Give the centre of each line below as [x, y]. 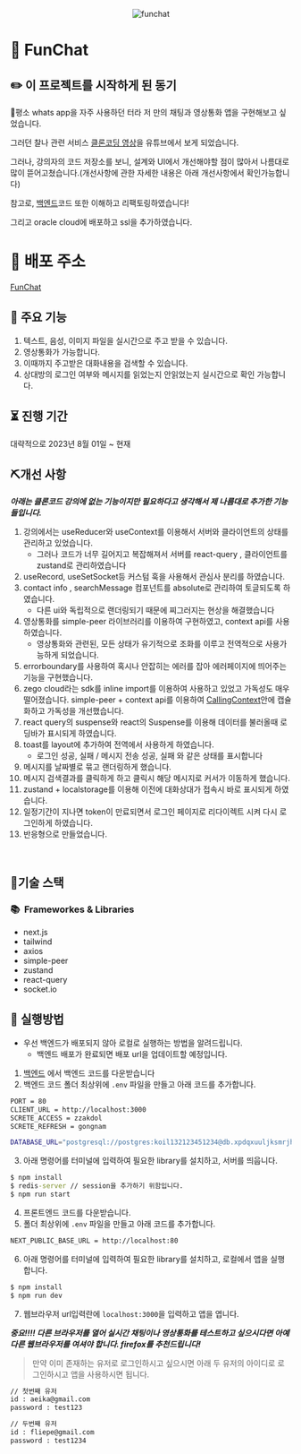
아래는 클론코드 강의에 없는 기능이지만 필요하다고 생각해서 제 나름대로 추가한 [141, 502]
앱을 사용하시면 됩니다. [110, 1374]
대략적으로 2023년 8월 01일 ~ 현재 [71, 443]
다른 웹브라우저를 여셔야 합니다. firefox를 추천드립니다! [106, 1344]
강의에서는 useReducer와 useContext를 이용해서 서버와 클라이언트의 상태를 [156, 532]
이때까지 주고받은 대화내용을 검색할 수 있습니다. [105, 363]
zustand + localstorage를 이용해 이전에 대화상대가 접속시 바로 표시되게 [148, 789]
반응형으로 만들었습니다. [65, 834]
